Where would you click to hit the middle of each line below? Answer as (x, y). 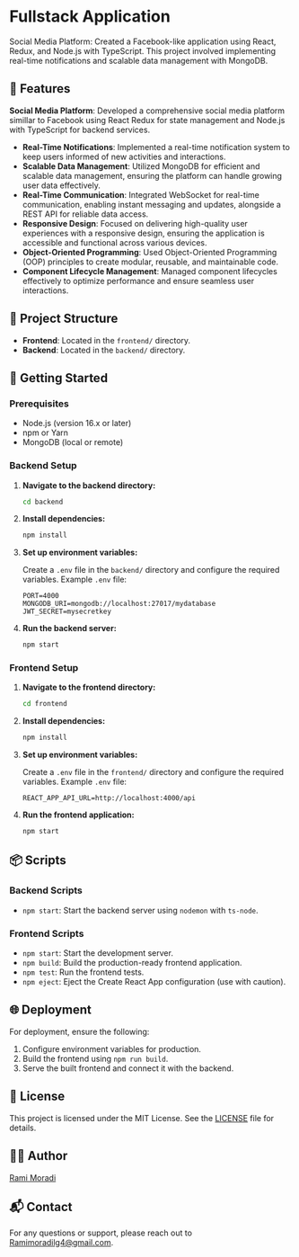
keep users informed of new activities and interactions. (124, 156)
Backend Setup (44, 466)
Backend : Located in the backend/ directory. (104, 350)
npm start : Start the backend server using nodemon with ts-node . (140, 910)
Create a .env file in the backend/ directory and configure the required (151, 570)
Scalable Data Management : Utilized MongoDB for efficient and (141, 166)
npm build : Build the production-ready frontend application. (132, 963)
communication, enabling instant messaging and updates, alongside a (151, 204)
